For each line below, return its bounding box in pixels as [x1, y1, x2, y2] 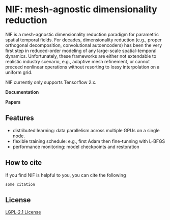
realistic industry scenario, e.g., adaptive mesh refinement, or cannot [5, 58, 150, 64]
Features [5, 114, 34, 123]
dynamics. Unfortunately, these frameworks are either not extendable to [5, 53, 157, 59]
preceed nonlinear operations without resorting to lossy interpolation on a [5, 64, 160, 70]
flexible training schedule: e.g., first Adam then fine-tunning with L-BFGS [12, 138, 165, 144]
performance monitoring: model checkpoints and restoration [12, 143, 140, 150]
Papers [5, 99, 21, 105]
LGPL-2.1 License [5, 209, 41, 215]
